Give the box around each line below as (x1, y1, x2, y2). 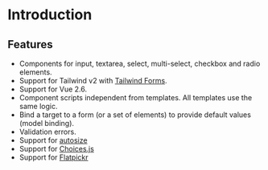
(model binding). (19, 119, 74, 127)
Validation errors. (19, 127, 77, 136)
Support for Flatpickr (19, 152, 89, 162)
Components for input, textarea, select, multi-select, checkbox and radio (19, 59, 261, 68)
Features (7, 38, 53, 51)
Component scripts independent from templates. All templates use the (19, 93, 253, 102)
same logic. (19, 102, 58, 111)
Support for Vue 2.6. (19, 84, 88, 94)
